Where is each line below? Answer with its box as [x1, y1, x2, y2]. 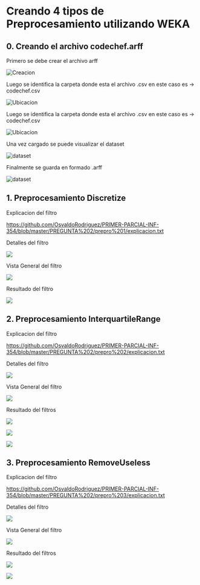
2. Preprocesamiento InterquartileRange [6, 314, 161, 324]
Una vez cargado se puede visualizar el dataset [6, 140, 125, 148]
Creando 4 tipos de [6, 4, 105, 18]
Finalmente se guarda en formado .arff [6, 164, 103, 171]
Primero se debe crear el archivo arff [6, 57, 98, 64]
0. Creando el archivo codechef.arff [6, 41, 144, 51]
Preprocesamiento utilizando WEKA [6, 17, 190, 31]
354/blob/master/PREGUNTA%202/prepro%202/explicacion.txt [6, 348, 165, 355]
